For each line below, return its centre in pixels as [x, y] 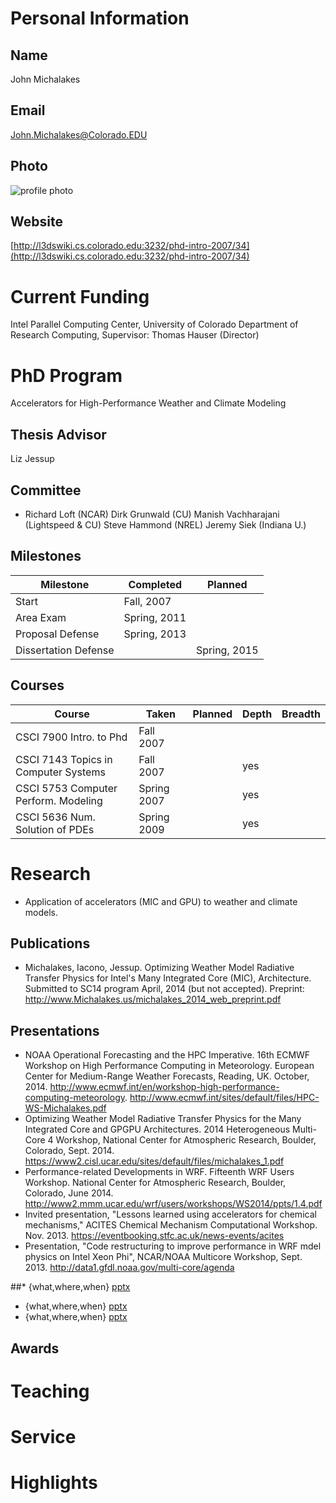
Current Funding [80, 296]
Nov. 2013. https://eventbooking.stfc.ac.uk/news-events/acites [154, 1236]
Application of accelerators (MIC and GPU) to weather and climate [161, 901]
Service [43, 1436]
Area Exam [41, 617]
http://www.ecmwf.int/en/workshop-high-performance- [164, 1087]
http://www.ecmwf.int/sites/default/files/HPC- [224, 1098]
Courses [37, 685]
